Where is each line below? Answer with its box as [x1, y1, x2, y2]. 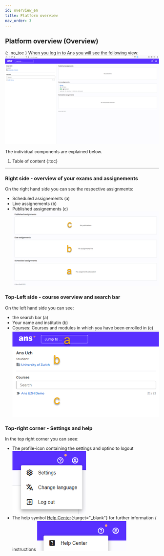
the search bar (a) [12, 314, 49, 320]
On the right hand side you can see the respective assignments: [5, 186, 133, 192]
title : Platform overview [5, 13, 58, 18]
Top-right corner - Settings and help [5, 425, 93, 432]
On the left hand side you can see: [5, 305, 74, 311]
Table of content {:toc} [12, 158, 58, 164]
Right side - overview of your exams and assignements [5, 175, 138, 182]
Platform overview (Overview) [5, 37, 99, 45]
